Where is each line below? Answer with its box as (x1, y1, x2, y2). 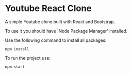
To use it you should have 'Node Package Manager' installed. (5, 28, 128, 34)
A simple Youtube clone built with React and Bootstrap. (5, 19, 115, 25)
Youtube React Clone (5, 3, 92, 14)
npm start (5, 64, 25, 69)
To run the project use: (5, 55, 50, 61)
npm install (5, 47, 29, 51)
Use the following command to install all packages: (5, 37, 107, 43)
